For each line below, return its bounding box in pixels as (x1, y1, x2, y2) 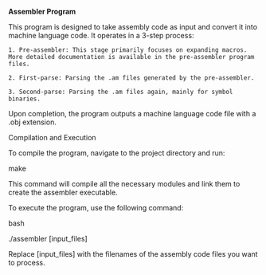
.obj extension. (8, 117, 57, 127)
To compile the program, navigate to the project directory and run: (8, 148, 225, 158)
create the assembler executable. (8, 187, 118, 197)
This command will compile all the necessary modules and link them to (8, 179, 241, 188)
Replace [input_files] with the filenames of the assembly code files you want (8, 249, 258, 258)
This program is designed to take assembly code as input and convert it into (8, 22, 257, 31)
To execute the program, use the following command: (8, 203, 184, 212)
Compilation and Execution (8, 133, 97, 142)
